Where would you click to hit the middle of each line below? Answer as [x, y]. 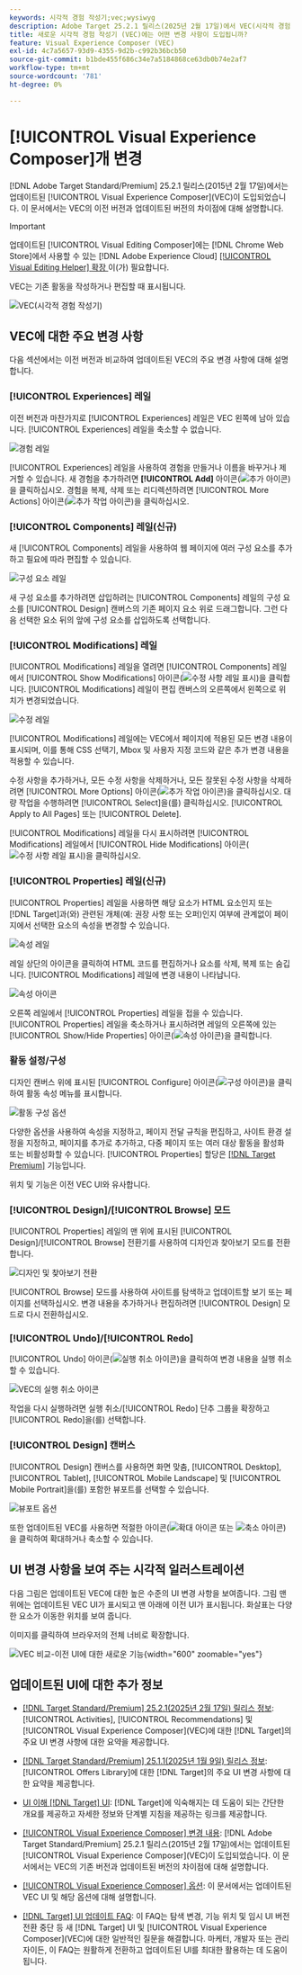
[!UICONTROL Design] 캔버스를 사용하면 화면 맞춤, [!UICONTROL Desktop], [145, 1467]
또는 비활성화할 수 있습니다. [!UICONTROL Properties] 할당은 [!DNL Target [142, 1154]
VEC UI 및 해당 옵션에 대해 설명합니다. [89, 1897]
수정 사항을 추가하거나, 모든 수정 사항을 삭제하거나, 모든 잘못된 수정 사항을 [138, 780]
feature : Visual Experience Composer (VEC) [92, 43]
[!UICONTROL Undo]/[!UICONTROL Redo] [102, 1339]
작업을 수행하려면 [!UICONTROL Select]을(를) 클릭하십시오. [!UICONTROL [151, 803]
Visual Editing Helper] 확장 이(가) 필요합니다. [89, 267]
